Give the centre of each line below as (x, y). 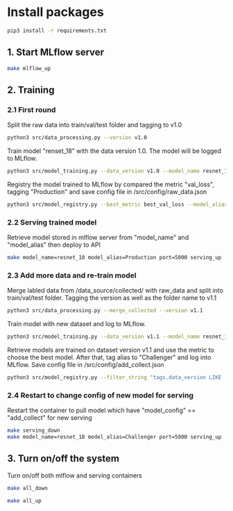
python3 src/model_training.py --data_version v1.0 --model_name (103, 171)
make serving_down (34, 431)
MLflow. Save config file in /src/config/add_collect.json (86, 365)
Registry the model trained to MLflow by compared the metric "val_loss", (111, 184)
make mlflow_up (29, 68)
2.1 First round (32, 110)
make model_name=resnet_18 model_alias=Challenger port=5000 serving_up (114, 437)
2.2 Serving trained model (52, 222)
